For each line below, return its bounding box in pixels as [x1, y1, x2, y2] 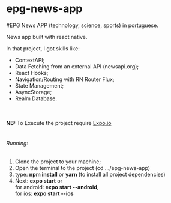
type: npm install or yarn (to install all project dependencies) [14, 171, 166, 178]
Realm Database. [14, 95, 57, 102]
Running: [6, 139, 29, 147]
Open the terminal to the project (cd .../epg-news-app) [14, 165, 151, 172]
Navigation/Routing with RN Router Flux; [14, 76, 115, 83]
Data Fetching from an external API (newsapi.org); [14, 62, 139, 70]
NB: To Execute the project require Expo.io [6, 119, 112, 126]
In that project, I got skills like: [6, 44, 80, 52]
